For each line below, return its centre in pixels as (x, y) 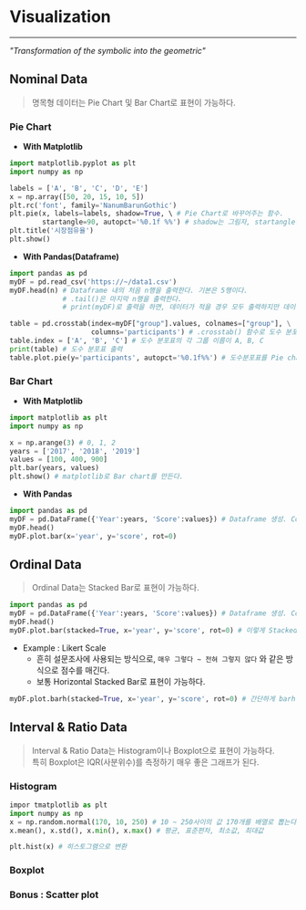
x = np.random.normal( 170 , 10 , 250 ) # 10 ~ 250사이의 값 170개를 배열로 (142, 822)
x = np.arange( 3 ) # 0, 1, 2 (63, 443)
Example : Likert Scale (64, 648)
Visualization (60, 17)
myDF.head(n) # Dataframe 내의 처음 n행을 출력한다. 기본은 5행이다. (129, 290)
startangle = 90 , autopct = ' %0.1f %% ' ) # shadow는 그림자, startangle (169, 222)
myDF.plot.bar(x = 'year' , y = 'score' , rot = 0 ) (93, 536)
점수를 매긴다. (85, 670)
